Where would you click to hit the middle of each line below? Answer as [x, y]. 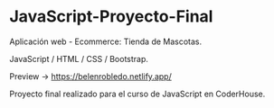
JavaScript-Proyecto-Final [111, 17]
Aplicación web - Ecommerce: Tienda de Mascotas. [106, 41]
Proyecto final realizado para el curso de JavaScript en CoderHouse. [137, 94]
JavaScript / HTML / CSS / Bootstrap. [79, 58]
